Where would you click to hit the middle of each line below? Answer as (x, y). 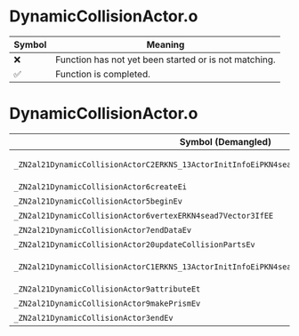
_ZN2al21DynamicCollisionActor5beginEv (98, 201)
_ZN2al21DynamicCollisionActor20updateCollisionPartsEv (134, 244)
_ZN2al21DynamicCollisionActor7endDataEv (103, 230)
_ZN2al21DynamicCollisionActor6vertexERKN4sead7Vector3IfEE (144, 216)
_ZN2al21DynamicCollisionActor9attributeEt (107, 289)
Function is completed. (103, 74)
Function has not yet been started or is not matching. (165, 60)
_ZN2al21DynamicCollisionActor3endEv (93, 318)
